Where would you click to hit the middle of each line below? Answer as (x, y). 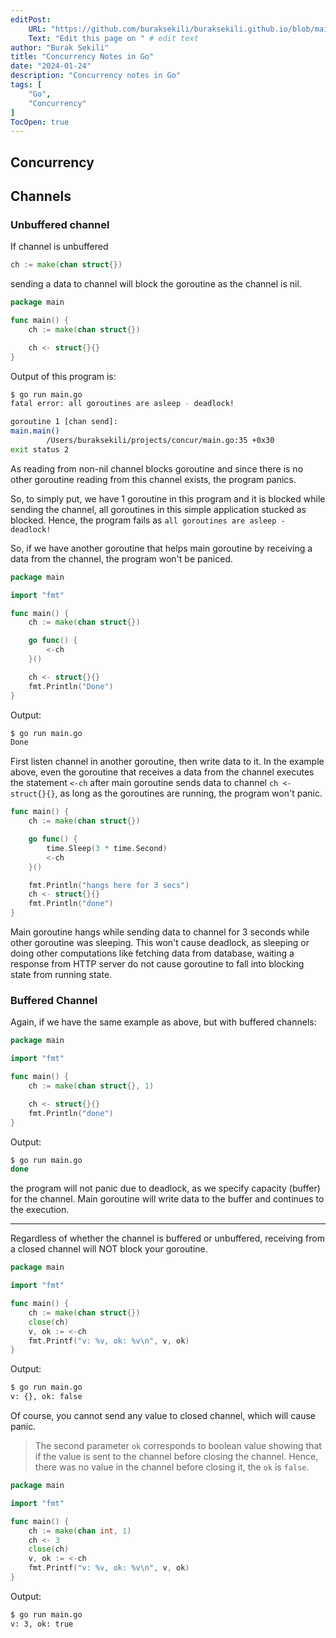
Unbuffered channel (60, 224)
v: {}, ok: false (46, 1397)
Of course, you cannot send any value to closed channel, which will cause (163, 1415)
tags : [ (26, 85)
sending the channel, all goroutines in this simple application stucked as (158, 509)
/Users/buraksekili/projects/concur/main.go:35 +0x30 (160, 441)
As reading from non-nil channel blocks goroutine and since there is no (157, 468)
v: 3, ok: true (42, 1624)
